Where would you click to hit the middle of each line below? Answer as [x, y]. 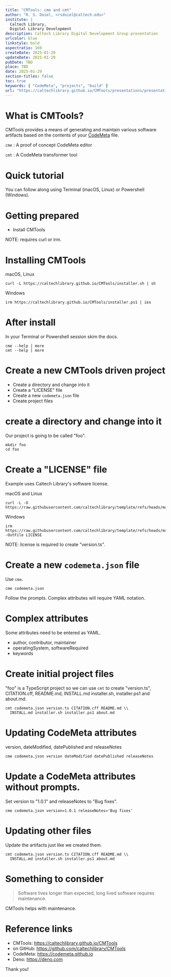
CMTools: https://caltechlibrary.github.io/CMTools [65, 943]
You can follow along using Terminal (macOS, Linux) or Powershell [75, 189]
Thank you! [17, 969]
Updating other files [48, 831]
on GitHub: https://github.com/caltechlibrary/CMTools [69, 948]
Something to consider [54, 879]
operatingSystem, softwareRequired [50, 648]
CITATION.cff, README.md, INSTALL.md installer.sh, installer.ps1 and [78, 693]
